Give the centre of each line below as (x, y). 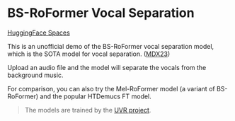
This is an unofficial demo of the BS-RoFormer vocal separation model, (111, 46)
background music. (35, 75)
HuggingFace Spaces (39, 33)
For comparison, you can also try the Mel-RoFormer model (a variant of (111, 88)
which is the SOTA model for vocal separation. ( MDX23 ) (89, 54)
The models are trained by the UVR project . (88, 110)
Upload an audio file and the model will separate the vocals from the (107, 67)
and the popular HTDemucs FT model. (96, 96)
